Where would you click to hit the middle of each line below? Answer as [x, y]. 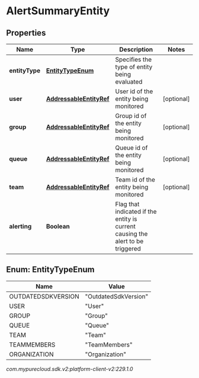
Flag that [127, 204]
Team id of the [135, 180]
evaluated [129, 82]
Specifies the [134, 59]
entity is [126, 219]
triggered [128, 249]
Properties [26, 33]
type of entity [134, 67]
